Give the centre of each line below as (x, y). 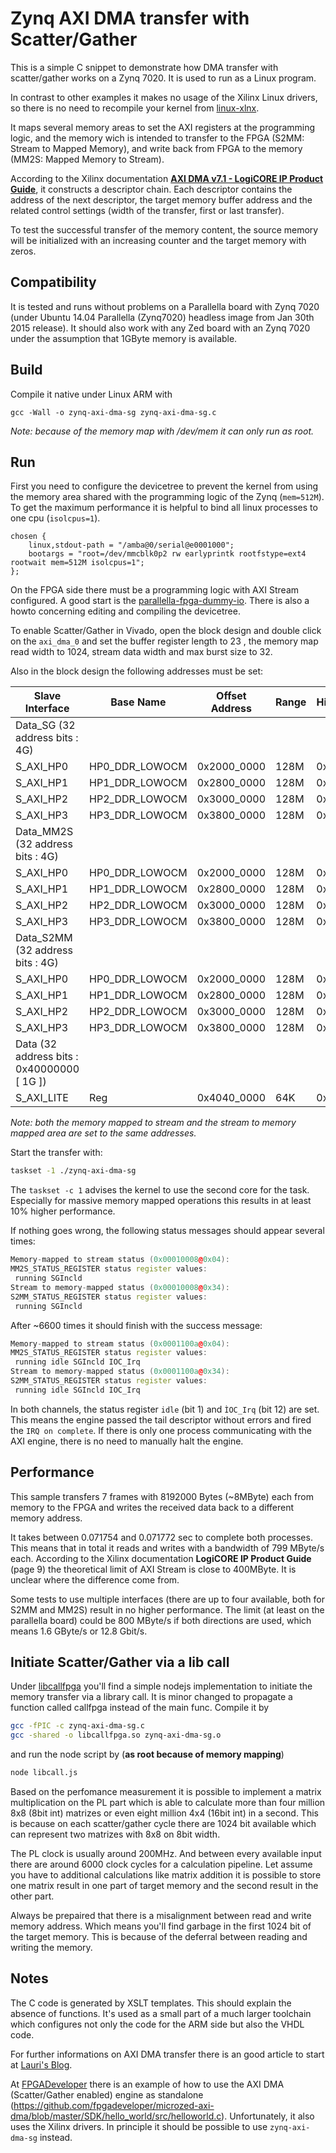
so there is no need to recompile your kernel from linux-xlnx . (135, 108)
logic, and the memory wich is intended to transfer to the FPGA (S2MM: (157, 138)
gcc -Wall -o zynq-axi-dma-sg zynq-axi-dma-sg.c (113, 412)
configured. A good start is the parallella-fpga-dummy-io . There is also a (160, 601)
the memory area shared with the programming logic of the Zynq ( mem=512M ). (167, 497)
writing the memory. (51, 1947)
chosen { (28, 537)
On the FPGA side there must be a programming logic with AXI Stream (155, 590)
